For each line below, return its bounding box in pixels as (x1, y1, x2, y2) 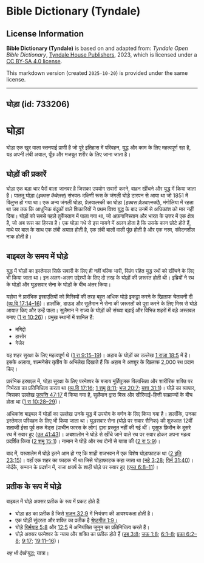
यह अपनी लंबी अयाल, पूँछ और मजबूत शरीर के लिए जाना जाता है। (6, 151, 131, 158)
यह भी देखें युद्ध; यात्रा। (6, 549, 50, 556)
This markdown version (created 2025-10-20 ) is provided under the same (6, 69, 188, 77)
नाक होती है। (6, 233, 32, 240)
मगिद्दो (15, 326, 26, 333)
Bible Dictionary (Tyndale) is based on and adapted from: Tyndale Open (6, 44, 188, 52)
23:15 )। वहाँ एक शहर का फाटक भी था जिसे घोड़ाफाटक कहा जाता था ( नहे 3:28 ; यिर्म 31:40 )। (6, 456, 194, 464)
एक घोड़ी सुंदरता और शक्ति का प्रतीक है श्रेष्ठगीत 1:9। (15, 516, 118, 524)
